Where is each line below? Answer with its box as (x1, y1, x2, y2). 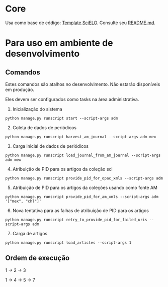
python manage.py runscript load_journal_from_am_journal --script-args (5, 153, 161, 158)
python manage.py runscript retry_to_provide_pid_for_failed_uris (5, 217, 147, 222)
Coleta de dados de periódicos (12, 124, 77, 131)
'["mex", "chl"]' (5, 199, 42, 204)
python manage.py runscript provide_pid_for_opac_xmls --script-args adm (5, 175, 163, 181)
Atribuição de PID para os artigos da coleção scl (12, 166, 113, 172)
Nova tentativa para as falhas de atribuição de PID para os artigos (12, 207, 149, 214)
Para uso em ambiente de (5, 37, 113, 49)
